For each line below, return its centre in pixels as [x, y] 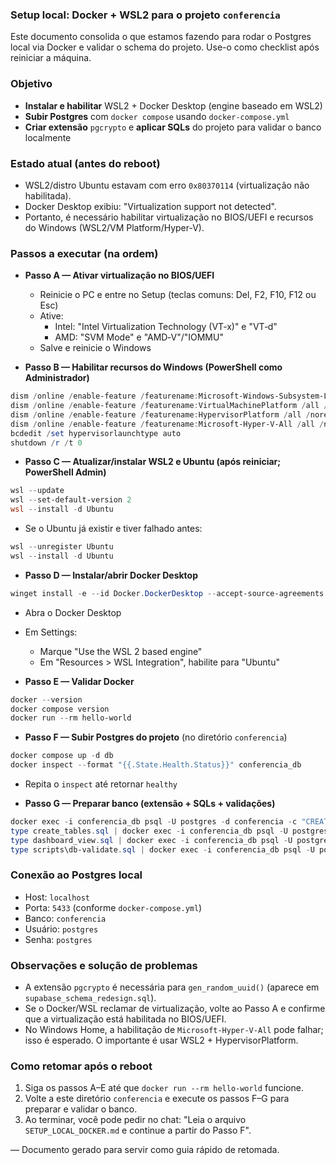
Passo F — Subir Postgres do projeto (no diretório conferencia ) [156, 737]
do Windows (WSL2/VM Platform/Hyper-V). [114, 227]
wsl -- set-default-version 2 [71, 500]
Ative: [51, 316]
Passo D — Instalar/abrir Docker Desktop [111, 575]
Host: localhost [57, 897]
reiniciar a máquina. [51, 58]
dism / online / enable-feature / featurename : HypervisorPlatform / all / [160, 414]
